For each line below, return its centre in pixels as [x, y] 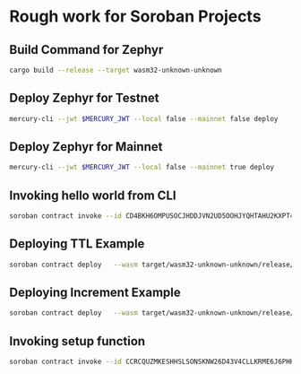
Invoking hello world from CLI [93, 195]
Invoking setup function [77, 341]
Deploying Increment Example [95, 293]
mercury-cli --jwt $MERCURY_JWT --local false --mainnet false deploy [144, 118]
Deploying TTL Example [77, 244]
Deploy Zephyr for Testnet [84, 98]
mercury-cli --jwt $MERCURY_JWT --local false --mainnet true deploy [142, 168]
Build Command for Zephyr [86, 50]
